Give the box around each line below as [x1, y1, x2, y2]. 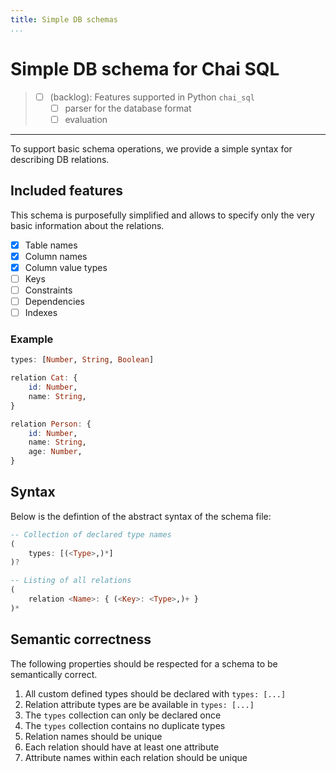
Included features [10, 182, 123, 200]
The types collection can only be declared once [24, 709, 222, 721]
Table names [24, 239, 78, 251]
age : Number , [28, 447, 83, 457]
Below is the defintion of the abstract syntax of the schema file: [10, 510, 272, 522]
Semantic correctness [10, 631, 152, 648]
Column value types [24, 261, 108, 273]
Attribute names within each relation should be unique [24, 751, 248, 763]
